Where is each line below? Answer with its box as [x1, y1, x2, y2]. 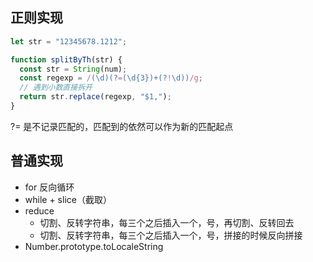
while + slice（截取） [24, 193, 112, 205]
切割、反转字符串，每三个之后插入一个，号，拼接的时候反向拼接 [39, 229, 303, 241]
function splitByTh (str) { [10, 54, 123, 65]
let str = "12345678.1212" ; [10, 36, 128, 47]
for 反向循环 [24, 181, 75, 193]
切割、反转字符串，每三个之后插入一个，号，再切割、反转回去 [39, 216, 295, 228]
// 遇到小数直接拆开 [19, 83, 93, 93]
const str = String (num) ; [19, 64, 128, 74]
